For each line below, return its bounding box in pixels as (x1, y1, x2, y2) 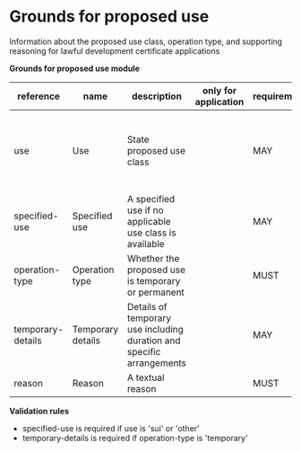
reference (17, 90, 61, 102)
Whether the (126, 252, 180, 264)
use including (126, 323, 184, 335)
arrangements (126, 357, 186, 369)
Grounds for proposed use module (9, 63, 141, 74)
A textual (126, 371, 165, 384)
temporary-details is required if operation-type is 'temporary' (21, 432, 248, 443)
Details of (126, 300, 168, 313)
